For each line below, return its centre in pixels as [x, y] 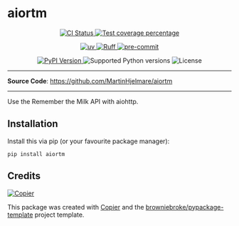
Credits [24, 176]
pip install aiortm [36, 154]
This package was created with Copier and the [76, 207]
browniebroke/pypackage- [185, 207]
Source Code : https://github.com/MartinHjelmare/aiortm [90, 81]
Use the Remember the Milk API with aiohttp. [73, 101]
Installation [33, 124]
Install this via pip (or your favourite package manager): [89, 141]
